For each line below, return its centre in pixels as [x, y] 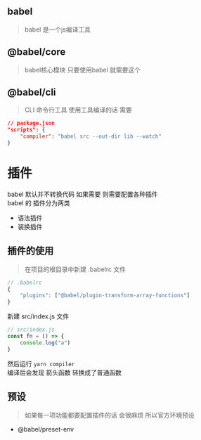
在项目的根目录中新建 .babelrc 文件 [75, 269]
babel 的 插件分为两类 [39, 202]
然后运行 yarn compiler [41, 363]
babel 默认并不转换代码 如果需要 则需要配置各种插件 [83, 194]
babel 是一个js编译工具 [58, 29]
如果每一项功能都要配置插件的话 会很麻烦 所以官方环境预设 [109, 415]
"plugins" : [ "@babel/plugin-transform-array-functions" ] [105, 296]
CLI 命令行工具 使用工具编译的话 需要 [78, 110]
